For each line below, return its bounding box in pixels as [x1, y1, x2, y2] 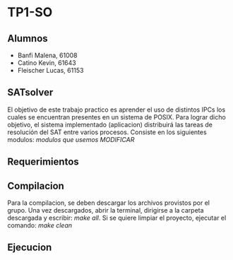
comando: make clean [7, 221, 73, 230]
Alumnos [7, 32, 48, 45]
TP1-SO [7, 4, 53, 20]
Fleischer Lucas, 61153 [17, 66, 84, 74]
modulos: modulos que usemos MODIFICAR [7, 135, 135, 143]
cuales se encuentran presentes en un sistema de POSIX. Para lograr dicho [7, 112, 226, 121]
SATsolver [7, 86, 54, 99]
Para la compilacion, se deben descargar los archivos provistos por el [7, 199, 210, 207]
